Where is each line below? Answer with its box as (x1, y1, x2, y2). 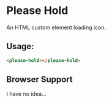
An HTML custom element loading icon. (6, 24, 106, 31)
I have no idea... (6, 90, 47, 98)
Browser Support (6, 74, 73, 85)
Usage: (6, 41, 35, 52)
